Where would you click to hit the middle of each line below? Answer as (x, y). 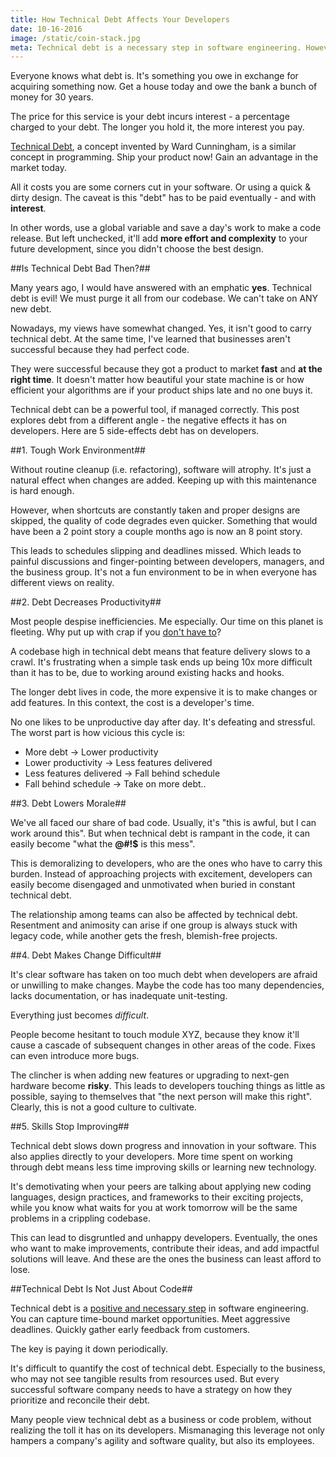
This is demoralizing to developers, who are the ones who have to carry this (166, 863)
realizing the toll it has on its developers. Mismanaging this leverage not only (167, 1430)
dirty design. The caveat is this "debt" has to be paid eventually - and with (163, 198)
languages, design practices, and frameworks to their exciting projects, (157, 1197)
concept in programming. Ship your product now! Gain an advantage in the (164, 157)
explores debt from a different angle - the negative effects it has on (148, 420)
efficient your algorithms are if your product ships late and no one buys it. (161, 390)
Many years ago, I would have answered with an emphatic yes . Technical (161, 288)
